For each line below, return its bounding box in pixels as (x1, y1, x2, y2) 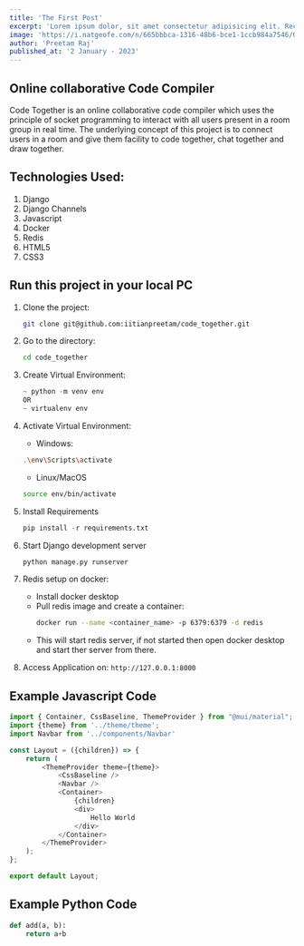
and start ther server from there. (35, 645, 157, 656)
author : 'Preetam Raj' (9, 38, 95, 48)
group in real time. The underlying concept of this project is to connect (9, 123, 273, 134)
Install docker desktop (35, 591, 119, 602)
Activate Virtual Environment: (22, 420, 131, 431)
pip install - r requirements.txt (22, 523, 149, 532)
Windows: (35, 437, 74, 449)
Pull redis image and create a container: (35, 600, 185, 612)
